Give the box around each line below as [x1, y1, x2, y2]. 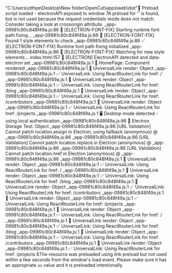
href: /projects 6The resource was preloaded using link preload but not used [5, 251, 167, 257]
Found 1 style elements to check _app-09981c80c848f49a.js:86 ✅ [5, 37, 145, 44]
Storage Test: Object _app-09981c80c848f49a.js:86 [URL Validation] [5, 123, 151, 129]
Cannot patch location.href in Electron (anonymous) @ [5, 150, 121, 157]
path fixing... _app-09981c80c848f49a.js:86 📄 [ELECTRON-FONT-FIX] [5, 32, 155, 38]
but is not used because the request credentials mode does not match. [5, 16, 155, 22]
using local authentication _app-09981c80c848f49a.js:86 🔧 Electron [5, 118, 150, 124]
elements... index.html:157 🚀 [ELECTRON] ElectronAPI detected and [5, 54, 148, 60]
